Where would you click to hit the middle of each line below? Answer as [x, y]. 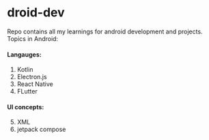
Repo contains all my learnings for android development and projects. [105, 31]
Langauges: [25, 54]
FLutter [27, 92]
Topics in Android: [33, 38]
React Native [35, 84]
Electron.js [32, 77]
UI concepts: [26, 107]
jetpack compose [41, 129]
